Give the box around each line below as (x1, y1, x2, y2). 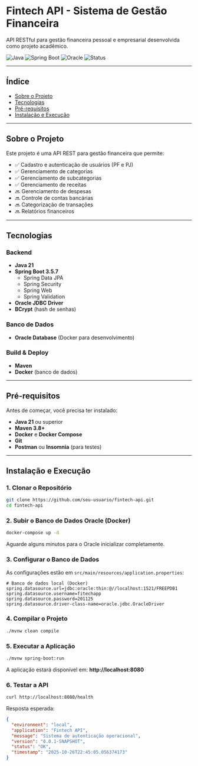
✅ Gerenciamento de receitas (14, 181, 87, 188)
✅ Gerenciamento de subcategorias (14, 174, 102, 181)
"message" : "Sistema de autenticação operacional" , (11, 733, 141, 739)
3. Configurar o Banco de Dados (6, 556, 100, 564)
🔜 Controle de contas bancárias (14, 194, 94, 202)
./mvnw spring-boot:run (6, 655, 65, 661)
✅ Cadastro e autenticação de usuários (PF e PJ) (14, 161, 134, 168)
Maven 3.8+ (14, 424, 45, 431)
